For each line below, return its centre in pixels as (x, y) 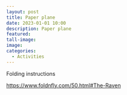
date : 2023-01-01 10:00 (36, 23)
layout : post (23, 12)
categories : (21, 51)
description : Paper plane (39, 29)
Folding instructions (31, 73)
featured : (19, 34)
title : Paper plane (31, 17)
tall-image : (21, 40)
